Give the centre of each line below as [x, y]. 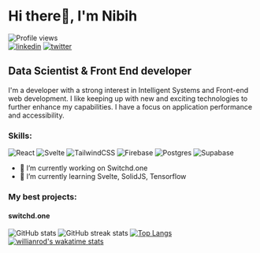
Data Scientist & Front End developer [100, 71]
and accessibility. [36, 115]
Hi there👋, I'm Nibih [73, 16]
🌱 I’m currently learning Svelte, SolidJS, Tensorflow [103, 177]
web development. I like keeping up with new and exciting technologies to [128, 99]
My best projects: [43, 196]
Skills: [20, 136]
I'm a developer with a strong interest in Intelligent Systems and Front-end [128, 90]
